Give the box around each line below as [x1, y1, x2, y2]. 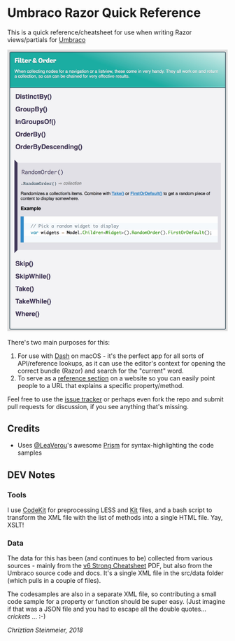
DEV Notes [7, 469, 56, 481]
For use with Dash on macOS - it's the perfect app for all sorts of [17, 352, 204, 360]
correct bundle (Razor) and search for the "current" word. [17, 366, 184, 375]
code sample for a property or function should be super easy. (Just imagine [7, 598, 226, 606]
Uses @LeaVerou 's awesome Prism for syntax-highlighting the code [17, 441, 215, 450]
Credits [7, 422, 41, 435]
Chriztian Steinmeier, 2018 [7, 626, 83, 635]
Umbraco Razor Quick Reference [7, 5, 201, 21]
